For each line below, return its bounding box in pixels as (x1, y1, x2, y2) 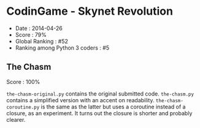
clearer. (6, 116, 26, 123)
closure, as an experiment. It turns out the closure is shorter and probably (6, 109, 193, 117)
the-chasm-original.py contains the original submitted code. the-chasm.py (6, 90, 194, 97)
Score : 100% (6, 78, 40, 85)
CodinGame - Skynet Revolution (6, 4, 174, 18)
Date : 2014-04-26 (15, 24, 63, 32)
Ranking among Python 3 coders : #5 (15, 44, 109, 51)
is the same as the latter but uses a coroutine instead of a (40, 103, 186, 110)
